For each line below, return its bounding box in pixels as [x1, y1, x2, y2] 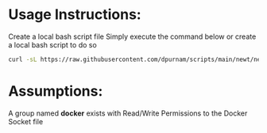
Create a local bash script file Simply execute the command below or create [8, 32, 257, 41]
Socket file [8, 116, 44, 126]
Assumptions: [8, 82, 103, 100]
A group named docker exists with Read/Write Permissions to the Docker [8, 108, 248, 118]
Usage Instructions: [8, 6, 141, 24]
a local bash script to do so [8, 40, 97, 49]
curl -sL [8, 55, 37, 63]
